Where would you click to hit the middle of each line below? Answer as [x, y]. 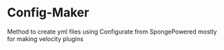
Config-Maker [48, 13]
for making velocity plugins [45, 38]
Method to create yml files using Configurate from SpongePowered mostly [112, 32]
